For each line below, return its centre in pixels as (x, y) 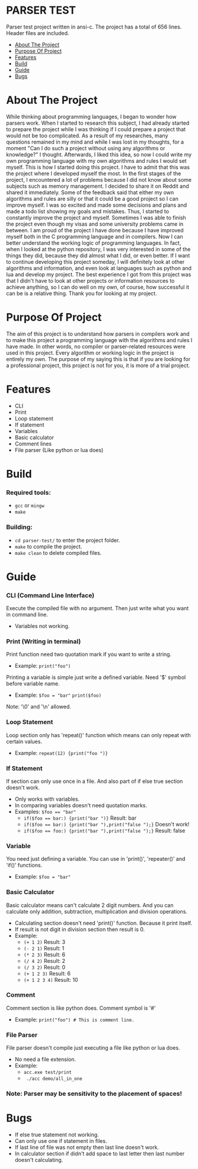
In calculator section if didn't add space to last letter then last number (100, 1154)
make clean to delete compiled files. (58, 552)
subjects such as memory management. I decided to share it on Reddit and (98, 186)
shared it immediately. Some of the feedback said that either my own (90, 192)
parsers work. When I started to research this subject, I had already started (98, 123)
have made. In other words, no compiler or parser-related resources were (96, 346)
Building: (19, 527)
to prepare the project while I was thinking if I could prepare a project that (96, 129)
